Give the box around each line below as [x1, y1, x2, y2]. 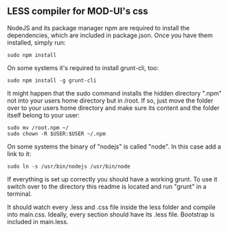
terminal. [7, 189, 32, 198]
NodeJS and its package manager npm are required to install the [7, 23, 190, 32]
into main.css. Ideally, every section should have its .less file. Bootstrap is [7, 210, 215, 219]
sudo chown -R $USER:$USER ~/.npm [7, 130, 106, 137]
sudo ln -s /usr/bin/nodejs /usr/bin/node [7, 163, 130, 170]
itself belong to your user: [7, 111, 80, 119]
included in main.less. [7, 217, 69, 225]
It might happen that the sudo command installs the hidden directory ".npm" [7, 89, 222, 97]
